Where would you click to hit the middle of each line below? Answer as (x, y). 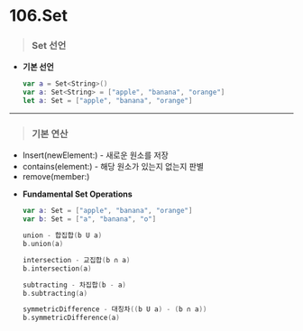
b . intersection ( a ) (57, 268)
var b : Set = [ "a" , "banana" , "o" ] (89, 219)
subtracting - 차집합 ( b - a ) (74, 285)
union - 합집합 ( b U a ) (62, 235)
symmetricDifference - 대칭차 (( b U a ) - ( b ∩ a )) (115, 309)
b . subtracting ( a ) (55, 293)
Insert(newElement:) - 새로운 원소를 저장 (95, 155)
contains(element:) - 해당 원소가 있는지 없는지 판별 (113, 167)
